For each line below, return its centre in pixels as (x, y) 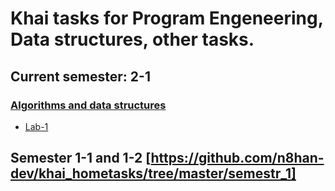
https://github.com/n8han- (237, 158)
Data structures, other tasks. (132, 39)
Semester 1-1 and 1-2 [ (81, 158)
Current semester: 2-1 (80, 76)
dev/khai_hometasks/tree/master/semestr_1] (153, 173)
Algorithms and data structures (88, 105)
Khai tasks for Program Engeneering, (167, 18)
